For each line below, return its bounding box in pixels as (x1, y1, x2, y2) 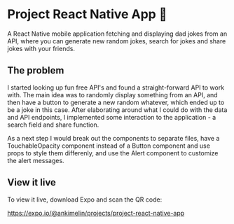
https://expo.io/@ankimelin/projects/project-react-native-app (7, 209, 185, 217)
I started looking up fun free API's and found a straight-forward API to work (7, 83, 225, 92)
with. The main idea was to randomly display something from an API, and (7, 90, 219, 99)
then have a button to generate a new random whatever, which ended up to (7, 98, 225, 106)
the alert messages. (7, 156, 64, 164)
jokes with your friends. (7, 44, 76, 52)
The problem (7, 64, 64, 76)
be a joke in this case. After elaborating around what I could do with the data (7, 105, 228, 114)
